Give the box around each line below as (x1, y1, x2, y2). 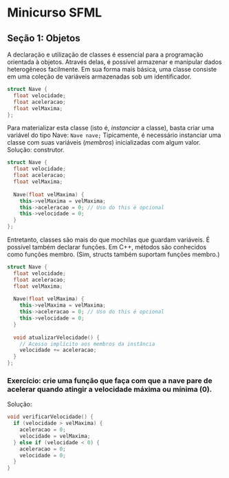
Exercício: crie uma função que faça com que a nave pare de (7, 375, 212, 385)
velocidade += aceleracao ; (19, 346, 97, 354)
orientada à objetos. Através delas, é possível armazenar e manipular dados (7, 58, 222, 66)
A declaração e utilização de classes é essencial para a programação (7, 50, 204, 59)
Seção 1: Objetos (7, 32, 80, 44)
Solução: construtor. (7, 146, 65, 154)
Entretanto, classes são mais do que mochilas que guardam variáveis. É (7, 236, 210, 244)
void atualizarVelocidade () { (13, 334, 100, 341)
